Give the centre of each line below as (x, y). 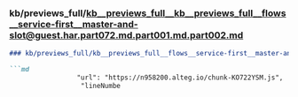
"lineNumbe (101, 86)
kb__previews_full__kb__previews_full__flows (186, 13)
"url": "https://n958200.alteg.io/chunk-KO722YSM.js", (180, 78)
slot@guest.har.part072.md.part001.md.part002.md (126, 35)
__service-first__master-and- (74, 24)
